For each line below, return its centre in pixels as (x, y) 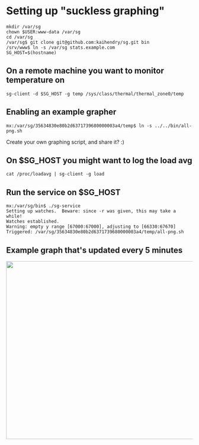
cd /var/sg (20, 37)
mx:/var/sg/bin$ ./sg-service (44, 206)
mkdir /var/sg (24, 27)
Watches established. (33, 222)
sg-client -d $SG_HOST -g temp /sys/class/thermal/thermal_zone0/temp (95, 94)
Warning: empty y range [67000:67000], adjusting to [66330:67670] (91, 227)
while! (14, 217)
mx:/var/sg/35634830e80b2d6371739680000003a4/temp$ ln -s (79, 126)
